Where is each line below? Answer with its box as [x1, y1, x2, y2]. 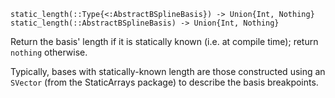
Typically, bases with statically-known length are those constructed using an [10, 66, 326, 77]
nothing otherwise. [10, 46, 88, 58]
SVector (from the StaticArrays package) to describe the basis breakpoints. [10, 76, 319, 88]
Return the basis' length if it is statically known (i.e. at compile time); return [10, 36, 319, 47]
